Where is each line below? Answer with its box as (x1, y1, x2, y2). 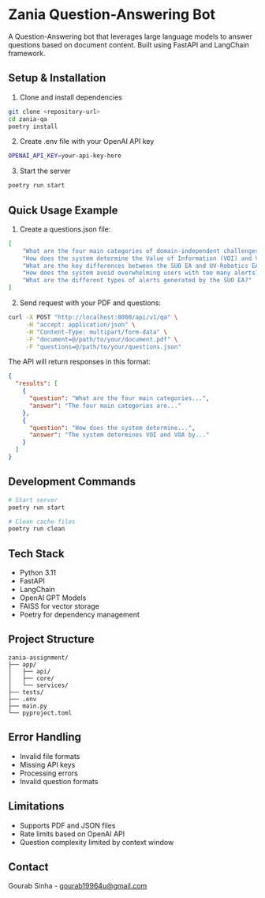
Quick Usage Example (8, 203, 118, 217)
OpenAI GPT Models (19, 593, 87, 602)
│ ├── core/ (8, 674, 55, 682)
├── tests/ (8, 688, 44, 696)
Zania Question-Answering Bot (8, 6, 215, 24)
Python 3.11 (19, 568, 57, 578)
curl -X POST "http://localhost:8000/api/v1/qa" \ (8, 314, 178, 322)
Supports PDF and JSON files (19, 821, 116, 830)
